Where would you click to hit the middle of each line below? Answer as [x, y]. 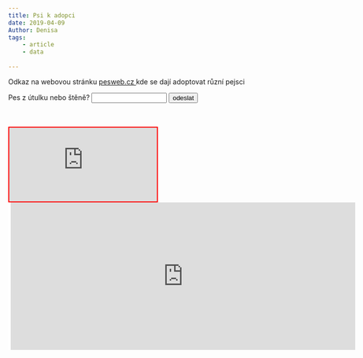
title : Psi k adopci [42, 15]
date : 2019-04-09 [37, 23]
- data [33, 52]
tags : [17, 37]
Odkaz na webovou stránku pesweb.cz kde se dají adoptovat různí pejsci [127, 81]
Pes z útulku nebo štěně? [49, 97]
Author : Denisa [33, 30]
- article [39, 45]
